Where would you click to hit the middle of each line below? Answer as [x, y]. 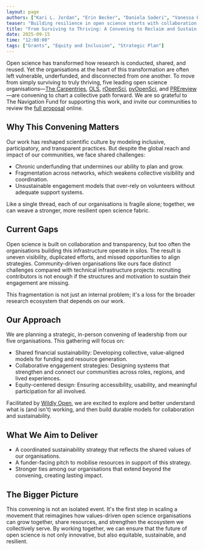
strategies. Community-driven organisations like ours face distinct [89, 263]
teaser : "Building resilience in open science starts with [83, 23]
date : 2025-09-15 [28, 35]
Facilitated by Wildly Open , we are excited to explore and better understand [101, 403]
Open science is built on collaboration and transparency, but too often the [98, 244]
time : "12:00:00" [28, 40]
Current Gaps [32, 230]
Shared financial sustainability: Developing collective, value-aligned [100, 353]
